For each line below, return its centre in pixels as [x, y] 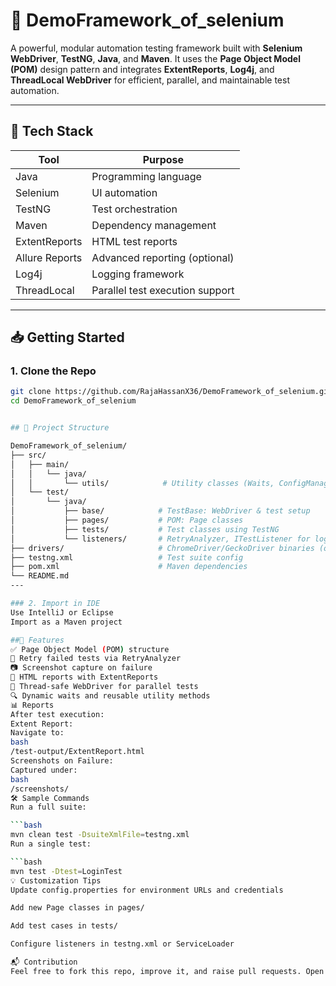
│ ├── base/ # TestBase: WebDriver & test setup [160, 511]
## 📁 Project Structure [60, 428]
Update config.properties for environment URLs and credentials [147, 890]
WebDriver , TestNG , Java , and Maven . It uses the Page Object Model [155, 58]
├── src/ [28, 455]
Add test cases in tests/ [64, 926]
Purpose [163, 159]
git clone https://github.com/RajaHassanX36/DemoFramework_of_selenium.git [171, 392]
